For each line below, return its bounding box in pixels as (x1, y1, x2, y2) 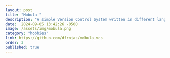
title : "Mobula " (5, 12, 42, 17)
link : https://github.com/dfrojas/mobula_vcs (5, 36, 103, 41)
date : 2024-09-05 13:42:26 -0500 (5, 21, 78, 27)
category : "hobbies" (5, 31, 49, 36)
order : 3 (5, 40, 24, 45)
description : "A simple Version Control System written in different (5, 17, 155, 22)
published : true (5, 45, 39, 50)
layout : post (5, 7, 33, 13)
